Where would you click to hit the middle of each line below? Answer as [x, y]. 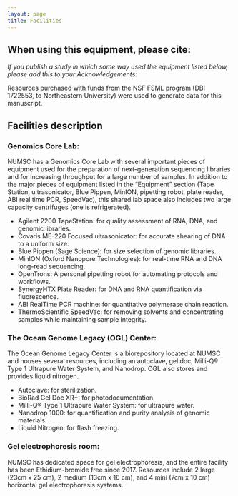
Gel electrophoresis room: [54, 447]
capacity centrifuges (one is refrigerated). [69, 207]
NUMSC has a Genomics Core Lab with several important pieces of [106, 162]
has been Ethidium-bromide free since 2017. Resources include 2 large [111, 470]
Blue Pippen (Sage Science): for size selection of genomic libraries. [117, 251]
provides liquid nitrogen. [43, 376]
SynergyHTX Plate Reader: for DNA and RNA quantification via [110, 289]
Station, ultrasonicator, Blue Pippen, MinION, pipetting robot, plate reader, [116, 192]
